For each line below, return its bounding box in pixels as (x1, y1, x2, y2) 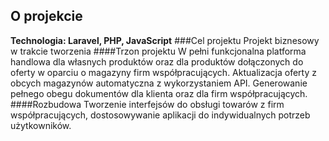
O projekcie (10, 8, 83, 25)
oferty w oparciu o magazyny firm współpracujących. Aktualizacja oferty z (10, 66, 317, 78)
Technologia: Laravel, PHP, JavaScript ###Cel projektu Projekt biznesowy (10, 34, 320, 46)
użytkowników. (10, 119, 72, 131)
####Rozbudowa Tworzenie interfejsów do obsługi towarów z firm (10, 98, 285, 110)
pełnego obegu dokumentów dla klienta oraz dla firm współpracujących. (10, 87, 308, 99)
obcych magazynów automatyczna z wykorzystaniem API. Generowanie (10, 77, 308, 89)
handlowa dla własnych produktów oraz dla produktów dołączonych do (10, 55, 304, 68)
